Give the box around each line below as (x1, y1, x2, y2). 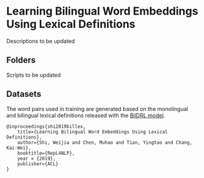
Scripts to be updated (6, 71, 61, 79)
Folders (6, 55, 36, 65)
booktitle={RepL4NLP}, (17, 150, 75, 156)
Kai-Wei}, (6, 144, 32, 151)
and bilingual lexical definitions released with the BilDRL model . (6, 112, 166, 119)
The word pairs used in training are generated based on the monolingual (6, 105, 188, 112)
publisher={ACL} (17, 160, 59, 167)
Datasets (6, 89, 42, 99)
